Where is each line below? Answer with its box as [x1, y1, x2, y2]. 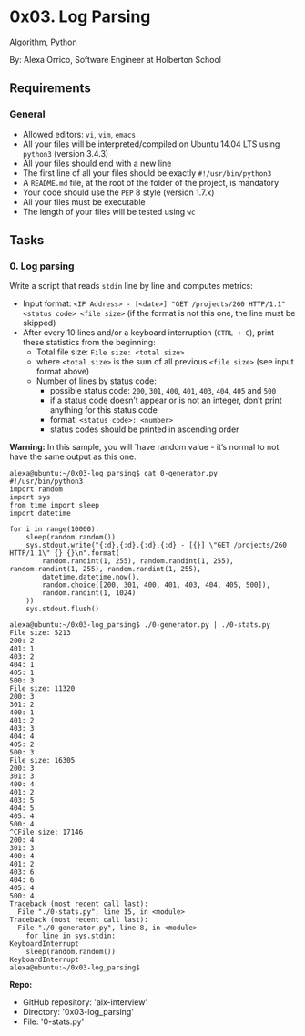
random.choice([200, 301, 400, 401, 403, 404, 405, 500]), [42, 580, 271, 590]
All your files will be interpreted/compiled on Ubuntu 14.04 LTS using [22, 138, 280, 149]
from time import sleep [9, 501, 100, 510]
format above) [36, 366, 90, 377]
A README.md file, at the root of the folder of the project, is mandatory [22, 177, 280, 188]
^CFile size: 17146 [9, 827, 84, 837]
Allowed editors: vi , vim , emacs [22, 128, 137, 139]
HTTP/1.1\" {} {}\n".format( [9, 549, 120, 558]
